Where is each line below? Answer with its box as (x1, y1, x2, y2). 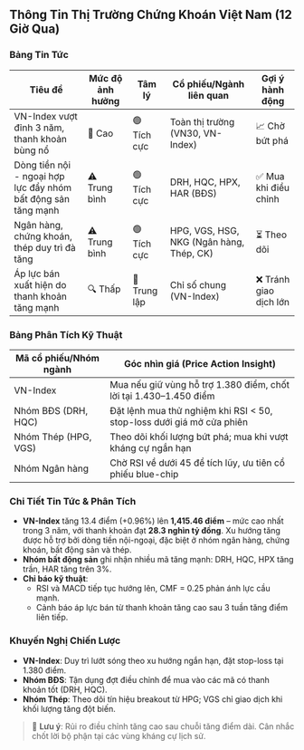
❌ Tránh (255, 273, 290, 285)
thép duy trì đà (14, 241, 77, 254)
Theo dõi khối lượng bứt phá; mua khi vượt (109, 430, 289, 443)
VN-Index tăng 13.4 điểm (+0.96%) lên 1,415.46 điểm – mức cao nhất (22, 515, 284, 526)
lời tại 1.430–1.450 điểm (109, 389, 215, 402)
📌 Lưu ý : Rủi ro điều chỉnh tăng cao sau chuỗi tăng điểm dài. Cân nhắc (31, 720, 295, 732)
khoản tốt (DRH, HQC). (22, 684, 108, 695)
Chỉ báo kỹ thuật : (22, 573, 89, 584)
